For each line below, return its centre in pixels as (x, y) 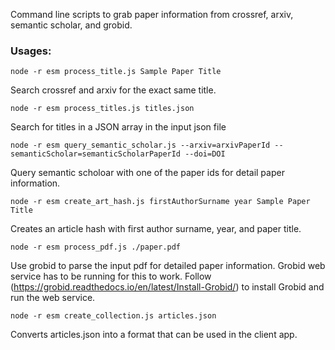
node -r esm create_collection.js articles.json (113, 316)
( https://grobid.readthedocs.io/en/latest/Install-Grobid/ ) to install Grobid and (167, 287)
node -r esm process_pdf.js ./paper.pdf (96, 247)
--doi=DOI (205, 154)
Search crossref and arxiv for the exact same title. (113, 90)
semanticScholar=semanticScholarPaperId (96, 154)
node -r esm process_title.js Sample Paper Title (116, 72)
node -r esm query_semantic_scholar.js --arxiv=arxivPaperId (140, 145)
